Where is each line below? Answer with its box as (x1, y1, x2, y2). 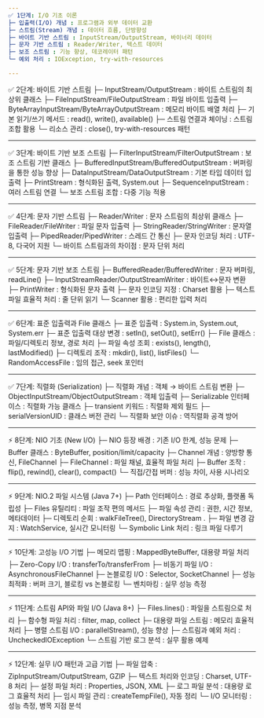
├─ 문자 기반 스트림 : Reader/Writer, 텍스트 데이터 (8, 41, 163, 49)
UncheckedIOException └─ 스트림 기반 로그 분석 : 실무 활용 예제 (8, 635, 209, 644)
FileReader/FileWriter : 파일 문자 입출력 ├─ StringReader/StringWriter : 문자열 (8, 221, 252, 230)
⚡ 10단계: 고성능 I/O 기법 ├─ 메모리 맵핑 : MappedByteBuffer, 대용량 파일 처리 (8, 547, 250, 556)
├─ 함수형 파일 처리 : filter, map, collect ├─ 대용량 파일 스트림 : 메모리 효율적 (16, 615, 255, 625)
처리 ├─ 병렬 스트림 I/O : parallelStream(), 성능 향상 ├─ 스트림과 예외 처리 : (8, 625, 241, 635)
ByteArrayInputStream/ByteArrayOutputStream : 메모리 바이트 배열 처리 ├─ (8, 104, 247, 114)
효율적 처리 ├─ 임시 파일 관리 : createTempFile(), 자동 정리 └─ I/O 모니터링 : (16, 691, 252, 700)
